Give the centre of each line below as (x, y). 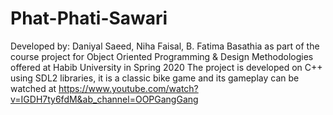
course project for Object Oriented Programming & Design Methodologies (162, 56)
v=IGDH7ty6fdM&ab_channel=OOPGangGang (104, 99)
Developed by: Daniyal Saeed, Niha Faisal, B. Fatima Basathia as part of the (165, 46)
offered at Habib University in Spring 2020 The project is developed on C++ (166, 67)
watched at (33, 88)
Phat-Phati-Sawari (89, 18)
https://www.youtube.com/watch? (128, 88)
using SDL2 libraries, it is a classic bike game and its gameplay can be (155, 78)
